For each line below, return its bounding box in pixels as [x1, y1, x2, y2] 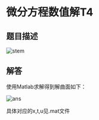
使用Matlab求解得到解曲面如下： [6, 83, 86, 90]
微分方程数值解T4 [6, 5, 94, 19]
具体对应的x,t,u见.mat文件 [6, 107, 70, 114]
